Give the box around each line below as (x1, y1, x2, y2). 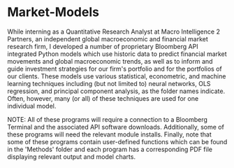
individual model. (7, 101, 57, 110)
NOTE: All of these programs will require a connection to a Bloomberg (7, 115, 208, 123)
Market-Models (7, 4, 100, 20)
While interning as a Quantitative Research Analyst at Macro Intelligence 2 (7, 27, 220, 36)
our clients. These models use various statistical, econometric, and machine (7, 71, 226, 80)
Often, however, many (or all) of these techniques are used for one (7, 94, 199, 102)
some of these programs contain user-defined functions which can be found (7, 137, 228, 146)
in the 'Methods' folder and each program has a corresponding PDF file (7, 145, 213, 153)
